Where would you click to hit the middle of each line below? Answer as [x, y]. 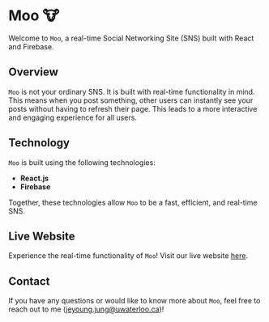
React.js [34, 178]
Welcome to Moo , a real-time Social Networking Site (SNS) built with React [131, 38]
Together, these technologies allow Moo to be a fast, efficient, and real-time [133, 202]
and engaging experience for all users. [73, 117]
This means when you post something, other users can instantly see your [131, 100]
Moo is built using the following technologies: [82, 162]
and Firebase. [31, 46]
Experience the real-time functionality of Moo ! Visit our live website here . [128, 256]
